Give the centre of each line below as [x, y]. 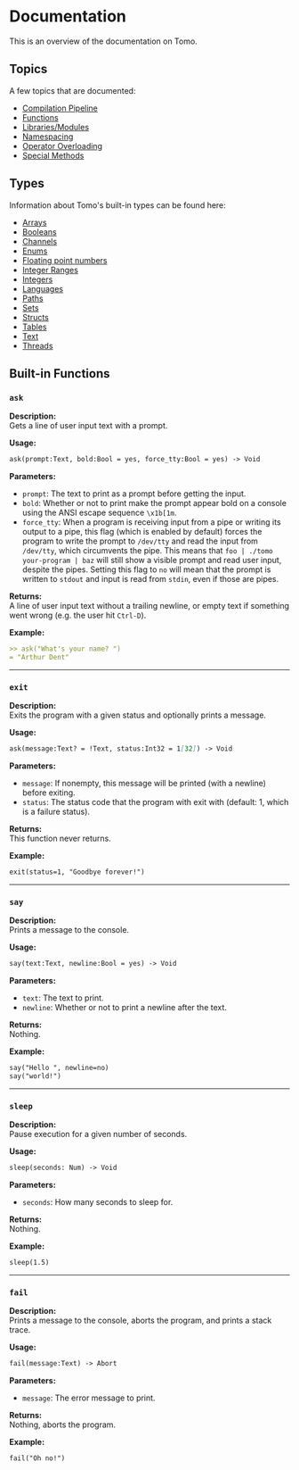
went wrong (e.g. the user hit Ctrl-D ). [78, 615]
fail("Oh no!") [37, 1458]
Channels [40, 241]
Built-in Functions [60, 374]
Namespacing [48, 137]
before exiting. [48, 793]
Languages [43, 288]
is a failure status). [56, 812]
